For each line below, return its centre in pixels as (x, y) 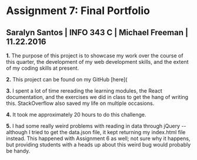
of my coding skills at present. (43, 68)
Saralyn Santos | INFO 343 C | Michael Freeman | (97, 33)
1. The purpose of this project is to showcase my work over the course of (95, 56)
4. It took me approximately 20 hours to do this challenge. (76, 115)
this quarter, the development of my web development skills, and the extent (97, 62)
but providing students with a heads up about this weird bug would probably (98, 144)
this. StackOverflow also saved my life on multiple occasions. (80, 103)
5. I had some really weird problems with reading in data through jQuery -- (96, 126)
